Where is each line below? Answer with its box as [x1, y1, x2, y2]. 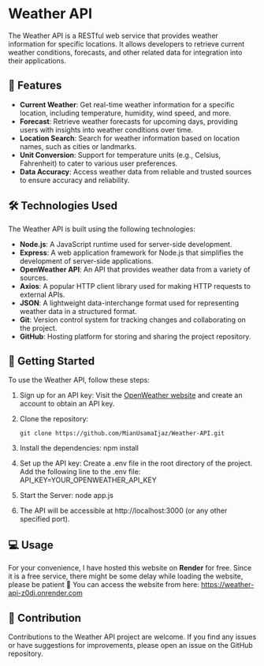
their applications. [8, 56, 67, 65]
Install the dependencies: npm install [19, 443, 139, 453]
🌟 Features [8, 79, 62, 92]
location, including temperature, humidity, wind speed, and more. [19, 108, 232, 118]
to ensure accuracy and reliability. [19, 175, 130, 185]
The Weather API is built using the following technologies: [8, 224, 195, 234]
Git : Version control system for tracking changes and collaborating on [19, 315, 247, 324]
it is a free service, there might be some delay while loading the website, [8, 571, 244, 581]
